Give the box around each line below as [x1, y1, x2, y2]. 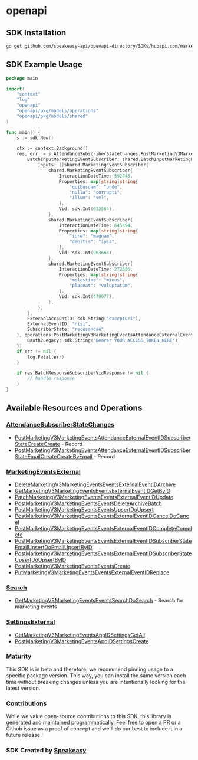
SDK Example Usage [6, 60, 82, 70]
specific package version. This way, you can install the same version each [6, 671, 186, 679]
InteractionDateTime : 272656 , [58, 266, 133, 272]
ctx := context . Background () [16, 146, 88, 152]
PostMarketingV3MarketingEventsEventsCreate [14, 562, 131, 569]
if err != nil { [16, 348, 57, 355]
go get [6, 43, 22, 49]
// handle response [27, 376, 75, 382]
